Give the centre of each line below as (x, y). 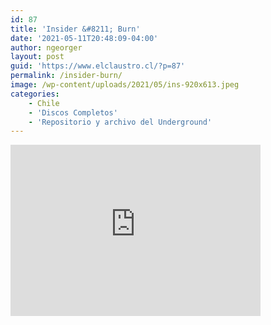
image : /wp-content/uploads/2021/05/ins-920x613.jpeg (125, 85)
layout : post (37, 57)
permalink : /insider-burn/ (66, 76)
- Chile (44, 103)
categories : (35, 94)
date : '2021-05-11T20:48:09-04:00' (84, 38)
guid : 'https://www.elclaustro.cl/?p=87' (98, 66)
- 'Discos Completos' (73, 112)
